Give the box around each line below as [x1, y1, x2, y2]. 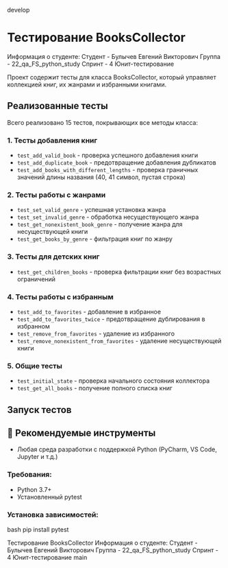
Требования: [7, 470, 53, 480]
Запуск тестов [7, 404, 72, 416]
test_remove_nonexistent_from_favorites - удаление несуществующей [16, 336, 222, 345]
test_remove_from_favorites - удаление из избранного [16, 329, 175, 338]
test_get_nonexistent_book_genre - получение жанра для [16, 220, 183, 228]
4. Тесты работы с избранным [7, 292, 114, 301]
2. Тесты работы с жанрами [7, 190, 106, 200]
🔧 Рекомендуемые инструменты [7, 427, 156, 439]
